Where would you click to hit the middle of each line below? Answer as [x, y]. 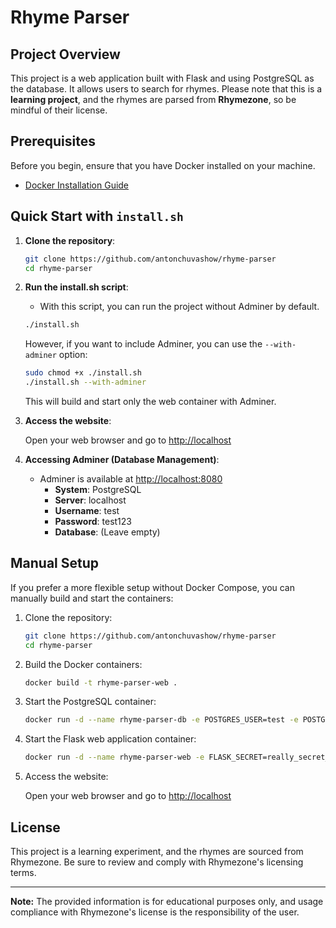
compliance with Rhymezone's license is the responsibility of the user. [155, 912]
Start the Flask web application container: [110, 739]
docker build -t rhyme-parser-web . [101, 682]
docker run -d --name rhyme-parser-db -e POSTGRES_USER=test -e [161, 720]
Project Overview [65, 54]
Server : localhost [90, 500]
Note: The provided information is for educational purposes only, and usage [167, 901]
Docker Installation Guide [77, 185]
